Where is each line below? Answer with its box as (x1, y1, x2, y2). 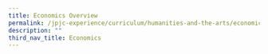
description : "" (8, 26, 62, 34)
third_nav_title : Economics (8, 33, 102, 42)
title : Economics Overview (8, 11, 98, 20)
